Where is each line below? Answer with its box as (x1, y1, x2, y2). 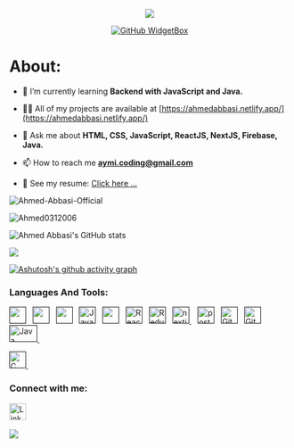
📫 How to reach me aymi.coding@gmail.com (21, 157, 193, 168)
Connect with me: (9, 382, 88, 394)
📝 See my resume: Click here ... (21, 178, 138, 188)
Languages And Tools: (9, 286, 109, 298)
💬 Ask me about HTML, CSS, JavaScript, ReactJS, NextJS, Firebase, (21, 129, 278, 140)
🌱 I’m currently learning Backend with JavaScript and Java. (21, 86, 243, 96)
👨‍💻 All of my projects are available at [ (21, 103, 162, 113)
